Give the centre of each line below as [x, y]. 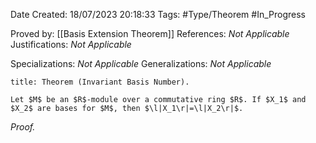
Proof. [23, 127]
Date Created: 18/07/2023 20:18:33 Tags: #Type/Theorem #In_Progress [158, 14]
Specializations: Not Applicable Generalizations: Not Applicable [141, 63]
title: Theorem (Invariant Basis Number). [100, 82]
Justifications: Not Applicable [71, 44]
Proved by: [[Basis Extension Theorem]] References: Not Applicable [150, 33]
